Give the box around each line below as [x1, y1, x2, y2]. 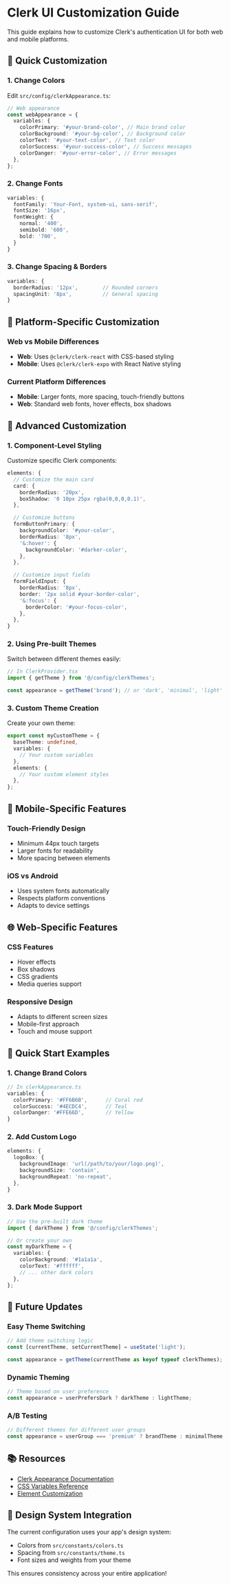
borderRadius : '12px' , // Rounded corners [13, 284, 158, 291]
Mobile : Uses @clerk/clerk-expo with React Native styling [16, 360, 181, 368]
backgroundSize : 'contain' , [19, 1167, 100, 1174]
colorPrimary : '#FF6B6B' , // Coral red [13, 1096, 143, 1103]
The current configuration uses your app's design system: [7, 1527, 172, 1536]
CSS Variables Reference [16, 1482, 89, 1490]
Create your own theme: [7, 719, 76, 727]
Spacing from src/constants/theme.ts [16, 1548, 125, 1556]
